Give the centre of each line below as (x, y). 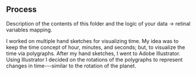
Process (21, 10)
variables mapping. (29, 30)
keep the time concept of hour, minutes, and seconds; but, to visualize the (96, 47)
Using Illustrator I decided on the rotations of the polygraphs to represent (94, 59)
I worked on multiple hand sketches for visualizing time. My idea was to (92, 41)
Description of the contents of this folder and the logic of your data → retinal (98, 23)
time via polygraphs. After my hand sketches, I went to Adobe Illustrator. (93, 53)
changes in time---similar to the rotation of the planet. (71, 66)
